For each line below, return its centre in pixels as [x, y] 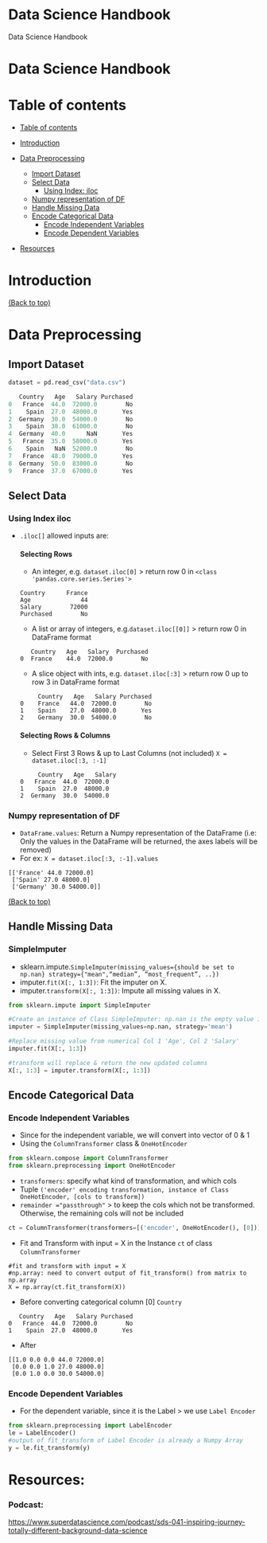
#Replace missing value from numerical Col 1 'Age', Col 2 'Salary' [124, 1041]
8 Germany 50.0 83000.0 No [71, 464]
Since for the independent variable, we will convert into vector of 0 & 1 [135, 1135]
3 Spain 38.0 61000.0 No [71, 427]
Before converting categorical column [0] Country [101, 1302]
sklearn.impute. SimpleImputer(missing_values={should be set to [127, 966]
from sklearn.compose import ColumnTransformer [89, 1158]
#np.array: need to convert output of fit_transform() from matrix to [128, 1273]
